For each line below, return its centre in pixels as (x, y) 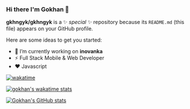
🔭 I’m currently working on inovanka (59, 52)
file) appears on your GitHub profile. (50, 29)
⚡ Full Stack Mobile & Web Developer (59, 58)
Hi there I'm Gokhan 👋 (38, 9)
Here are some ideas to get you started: (54, 40)
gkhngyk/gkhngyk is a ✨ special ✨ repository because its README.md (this (95, 22)
